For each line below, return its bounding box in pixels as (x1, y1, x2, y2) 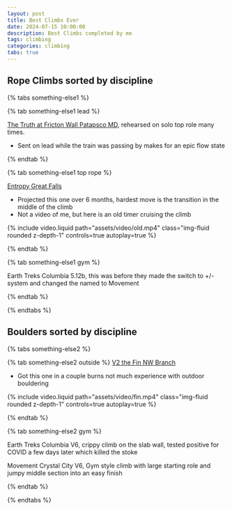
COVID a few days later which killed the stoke (7, 447, 138, 456)
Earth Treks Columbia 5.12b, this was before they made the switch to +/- (7, 271, 215, 279)
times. (7, 127, 25, 136)
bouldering (17, 379, 49, 387)
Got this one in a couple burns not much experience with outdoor (17, 371, 205, 380)
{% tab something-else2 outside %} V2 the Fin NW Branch (7, 358, 176, 366)
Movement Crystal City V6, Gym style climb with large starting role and (7, 461, 211, 470)
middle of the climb (17, 203, 73, 211)
